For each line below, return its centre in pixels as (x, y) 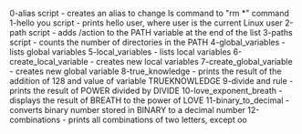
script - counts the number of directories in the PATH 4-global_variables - (147, 42)
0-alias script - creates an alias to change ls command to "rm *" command (150, 13)
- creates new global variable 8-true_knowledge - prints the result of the (146, 71)
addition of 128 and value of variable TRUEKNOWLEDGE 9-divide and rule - (151, 81)
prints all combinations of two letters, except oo (158, 119)
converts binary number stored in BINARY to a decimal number (128, 110)
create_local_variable (49, 62)
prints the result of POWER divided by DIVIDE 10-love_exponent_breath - (146, 91)
